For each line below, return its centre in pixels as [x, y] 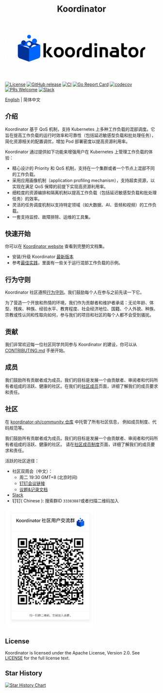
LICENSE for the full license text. [38, 658]
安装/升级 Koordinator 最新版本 [43, 257]
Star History [24, 673]
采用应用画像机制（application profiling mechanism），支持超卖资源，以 [83, 180]
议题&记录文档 [33, 489]
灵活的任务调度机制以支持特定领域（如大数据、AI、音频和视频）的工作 [82, 205]
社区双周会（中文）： [32, 471]
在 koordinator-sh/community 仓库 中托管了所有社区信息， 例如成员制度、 [79, 422]
